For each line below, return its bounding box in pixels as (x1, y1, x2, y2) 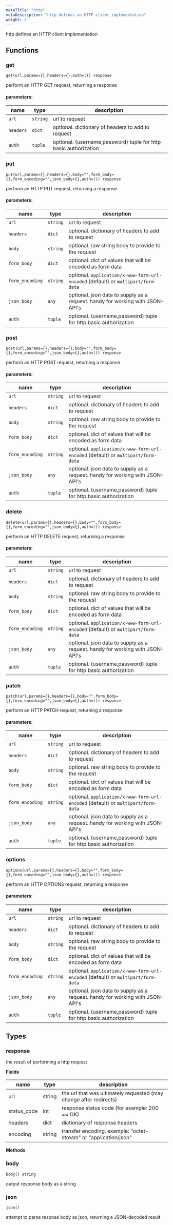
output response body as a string (6, 1180, 76, 1187)
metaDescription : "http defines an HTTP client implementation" (6, 12, 146, 17)
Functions (6, 46, 39, 54)
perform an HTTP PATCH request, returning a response (6, 707, 123, 714)
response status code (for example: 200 (62, 1104, 159, 1112)
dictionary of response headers (62, 1119, 138, 1127)
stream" (62, 1134, 81, 1141)
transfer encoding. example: (62, 1128, 130, 1135)
